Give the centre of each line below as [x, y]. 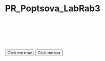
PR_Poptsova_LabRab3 [53, 9]
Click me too [49, 52]
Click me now [20, 52]
